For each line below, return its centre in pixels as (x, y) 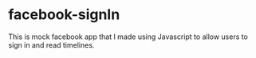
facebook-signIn (64, 15)
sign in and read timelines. (51, 44)
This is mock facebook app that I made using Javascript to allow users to (128, 37)
